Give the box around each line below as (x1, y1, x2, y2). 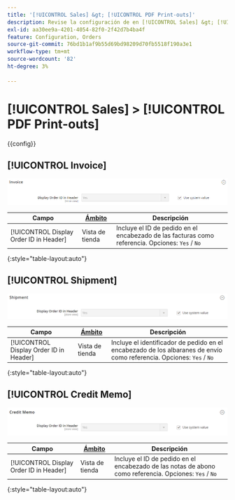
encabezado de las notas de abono (114, 462, 215, 471)
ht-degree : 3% (7, 63, 49, 70)
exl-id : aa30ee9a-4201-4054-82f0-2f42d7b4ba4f (7, 26, 145, 33)
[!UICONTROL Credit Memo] (7, 389, 132, 401)
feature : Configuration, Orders (7, 34, 101, 41)
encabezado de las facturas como (116, 231, 215, 240)
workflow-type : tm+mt (7, 48, 71, 55)
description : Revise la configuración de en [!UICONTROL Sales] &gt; (7, 18, 215, 26)
